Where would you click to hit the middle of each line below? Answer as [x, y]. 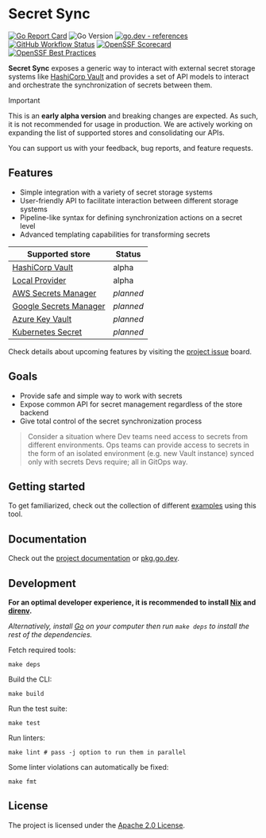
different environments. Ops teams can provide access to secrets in [139, 445]
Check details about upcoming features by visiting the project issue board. [130, 351]
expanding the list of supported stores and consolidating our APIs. [116, 133]
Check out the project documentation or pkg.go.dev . [94, 558]
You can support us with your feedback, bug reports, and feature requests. [131, 148]
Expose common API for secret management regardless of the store [131, 404]
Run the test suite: [38, 709]
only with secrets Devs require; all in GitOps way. [108, 461]
